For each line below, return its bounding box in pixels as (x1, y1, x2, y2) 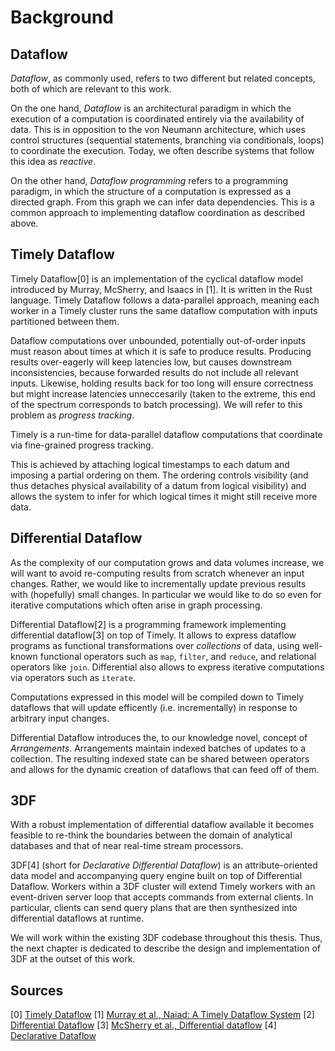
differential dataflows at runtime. (10, 912, 145, 925)
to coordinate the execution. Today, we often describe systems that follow (10, 145, 315, 156)
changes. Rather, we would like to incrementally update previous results (10, 577, 307, 590)
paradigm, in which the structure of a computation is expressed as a (10, 186, 292, 197)
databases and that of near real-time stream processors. (10, 840, 244, 852)
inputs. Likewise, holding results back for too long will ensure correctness (10, 377, 314, 389)
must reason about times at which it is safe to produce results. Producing (10, 345, 312, 357)
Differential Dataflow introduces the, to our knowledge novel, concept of (10, 731, 308, 743)
